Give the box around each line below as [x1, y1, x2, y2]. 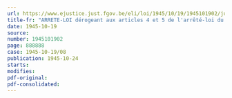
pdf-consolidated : [7, 81, 60, 88]
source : [7, 29, 30, 37]
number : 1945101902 [7, 36, 64, 43]
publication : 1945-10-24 [7, 55, 79, 62]
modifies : [7, 68, 36, 75]
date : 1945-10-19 [7, 23, 57, 30]
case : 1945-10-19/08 [7, 49, 67, 56]
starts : [7, 61, 30, 68]
